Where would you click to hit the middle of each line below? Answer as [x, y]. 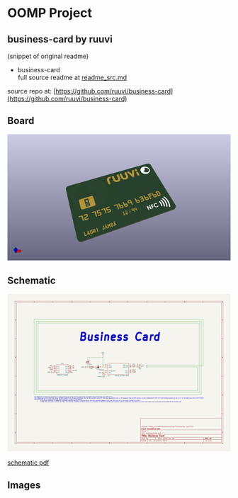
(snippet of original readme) [48, 56]
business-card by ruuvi [60, 39]
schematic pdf [28, 463]
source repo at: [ [32, 91]
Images [24, 485]
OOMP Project [50, 13]
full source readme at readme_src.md [72, 77]
